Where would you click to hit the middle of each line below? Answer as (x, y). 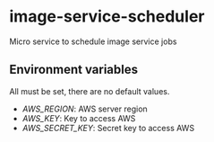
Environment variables (74, 70)
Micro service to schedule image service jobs (93, 41)
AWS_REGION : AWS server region (85, 109)
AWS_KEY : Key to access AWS (79, 118)
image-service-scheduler (107, 17)
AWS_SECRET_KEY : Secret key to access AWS (108, 128)
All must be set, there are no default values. (90, 91)
